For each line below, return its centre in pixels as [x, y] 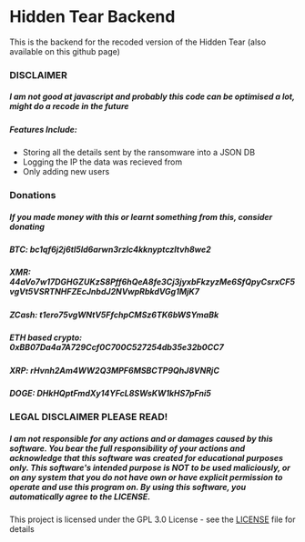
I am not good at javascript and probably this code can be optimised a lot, [152, 96]
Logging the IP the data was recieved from [102, 162]
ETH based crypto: [46, 337]
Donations [33, 196]
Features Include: [43, 129]
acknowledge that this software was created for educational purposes [147, 457]
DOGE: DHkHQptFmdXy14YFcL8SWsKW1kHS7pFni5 [110, 393]
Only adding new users [66, 172]
